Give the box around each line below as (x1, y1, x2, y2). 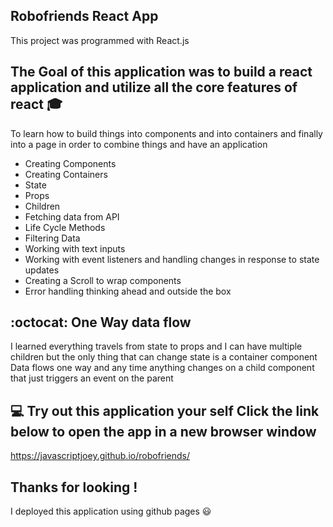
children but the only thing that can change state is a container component (10, 351, 318, 363)
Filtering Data (24, 232, 81, 244)
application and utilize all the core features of (10, 79, 298, 96)
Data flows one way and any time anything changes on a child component (10, 362, 315, 374)
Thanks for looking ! (10, 479, 138, 496)
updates (24, 264, 60, 276)
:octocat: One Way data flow (10, 314, 192, 331)
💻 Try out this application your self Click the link (10, 402, 320, 419)
